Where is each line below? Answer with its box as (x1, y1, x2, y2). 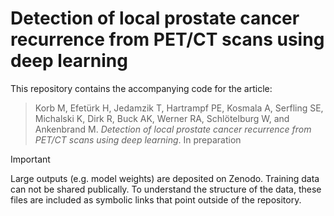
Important (10, 153, 51, 165)
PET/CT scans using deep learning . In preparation (34, 133, 242, 146)
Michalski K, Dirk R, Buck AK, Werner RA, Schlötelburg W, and (34, 112, 290, 124)
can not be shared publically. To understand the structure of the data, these (10, 183, 322, 195)
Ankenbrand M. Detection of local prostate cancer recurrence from (34, 123, 312, 135)
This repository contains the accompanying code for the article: (10, 82, 273, 94)
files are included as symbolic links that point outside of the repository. (10, 193, 302, 206)
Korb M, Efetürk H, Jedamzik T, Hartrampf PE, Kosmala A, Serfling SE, (34, 102, 324, 114)
